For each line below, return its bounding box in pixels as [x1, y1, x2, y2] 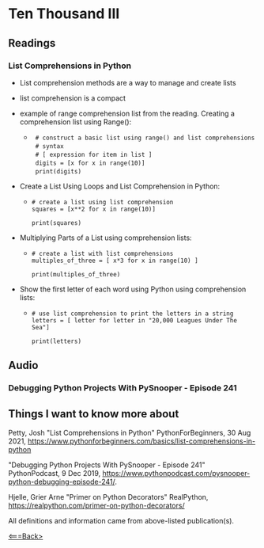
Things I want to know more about [8, 407, 179, 421]
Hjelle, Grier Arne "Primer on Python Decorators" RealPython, [8, 493, 209, 501]
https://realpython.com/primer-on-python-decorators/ [8, 500, 185, 510]
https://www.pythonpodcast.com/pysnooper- [102, 469, 251, 478]
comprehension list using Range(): [19, 116, 132, 127]
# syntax [35, 142, 65, 150]
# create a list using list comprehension [31, 198, 174, 206]
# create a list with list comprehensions [31, 249, 174, 257]
